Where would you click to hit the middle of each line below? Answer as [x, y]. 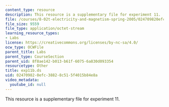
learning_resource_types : [32, 33]
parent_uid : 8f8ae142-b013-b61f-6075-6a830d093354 [59, 61]
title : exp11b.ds [23, 71]
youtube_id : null [28, 84]
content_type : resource [30, 10]
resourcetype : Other [27, 66]
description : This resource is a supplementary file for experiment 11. [83, 15]
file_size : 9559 [22, 24]
